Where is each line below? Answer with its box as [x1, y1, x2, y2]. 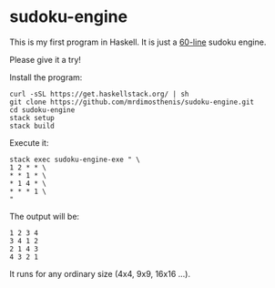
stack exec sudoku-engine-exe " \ [9, 155, 141, 164]
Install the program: [9, 71, 83, 83]
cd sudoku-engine [9, 105, 76, 115]
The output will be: [9, 211, 80, 221]
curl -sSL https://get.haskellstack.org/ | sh [9, 89, 189, 98]
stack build [9, 121, 55, 130]
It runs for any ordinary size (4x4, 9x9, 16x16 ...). [9, 268, 191, 279]
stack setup [9, 113, 55, 122]
